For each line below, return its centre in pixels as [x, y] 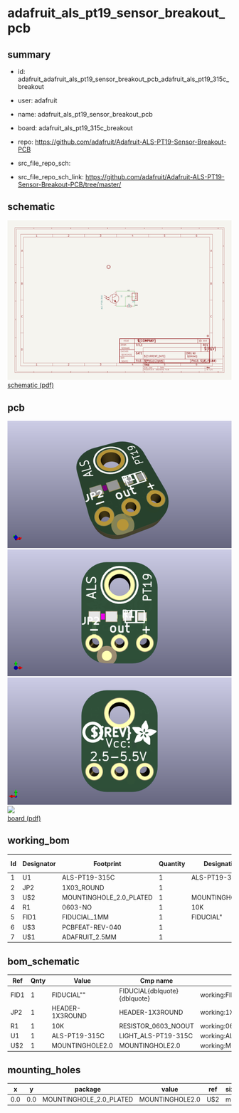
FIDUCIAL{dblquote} [149, 991]
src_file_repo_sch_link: [51, 177]
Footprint [107, 863]
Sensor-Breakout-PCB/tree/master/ [69, 184]
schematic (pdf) [31, 385]
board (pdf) [24, 818]
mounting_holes [44, 1070]
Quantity [172, 863]
